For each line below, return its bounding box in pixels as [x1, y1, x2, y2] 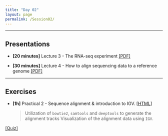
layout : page [5, 12, 32, 17]
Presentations [5, 39, 50, 48]
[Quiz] [5, 125, 18, 131]
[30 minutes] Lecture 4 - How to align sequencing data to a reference [12, 63, 157, 69]
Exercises [5, 87, 36, 95]
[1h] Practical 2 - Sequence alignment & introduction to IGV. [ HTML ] [12, 100, 152, 106]
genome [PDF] [12, 68, 43, 74]
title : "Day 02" [5, 7, 39, 12]
